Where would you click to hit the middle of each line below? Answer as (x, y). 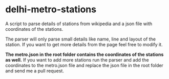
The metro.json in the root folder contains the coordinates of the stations (84, 54)
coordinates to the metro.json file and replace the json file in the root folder (84, 65)
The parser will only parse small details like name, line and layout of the (81, 39)
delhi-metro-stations (51, 9)
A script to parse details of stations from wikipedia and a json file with (79, 24)
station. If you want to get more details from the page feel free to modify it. (84, 44)
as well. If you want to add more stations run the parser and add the (77, 60)
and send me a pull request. (35, 71)
